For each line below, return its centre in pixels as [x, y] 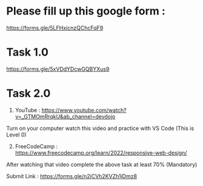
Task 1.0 [27, 52]
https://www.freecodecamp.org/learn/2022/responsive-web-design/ [101, 153]
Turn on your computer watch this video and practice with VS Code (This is [100, 128]
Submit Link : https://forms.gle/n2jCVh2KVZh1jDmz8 [72, 176]
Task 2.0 [28, 93]
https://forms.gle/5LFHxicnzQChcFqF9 [55, 28]
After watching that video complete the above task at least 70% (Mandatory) [102, 164]
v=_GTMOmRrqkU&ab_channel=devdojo [65, 117]
